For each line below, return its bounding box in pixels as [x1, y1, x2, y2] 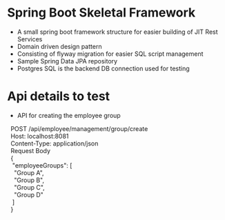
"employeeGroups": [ [12, 161, 72, 170]
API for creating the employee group [17, 111, 121, 119]
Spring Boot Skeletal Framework [7, 5, 196, 21]
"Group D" [13, 190, 43, 199]
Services [17, 34, 43, 43]
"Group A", [13, 168, 44, 177]
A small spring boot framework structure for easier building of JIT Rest [17, 28, 219, 36]
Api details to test [7, 88, 110, 104]
